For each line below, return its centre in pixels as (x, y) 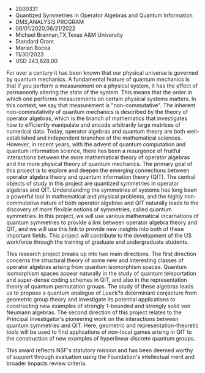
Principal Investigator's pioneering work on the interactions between (92, 319)
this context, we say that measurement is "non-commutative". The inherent (101, 105)
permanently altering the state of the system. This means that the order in (99, 92)
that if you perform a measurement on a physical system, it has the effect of (102, 86)
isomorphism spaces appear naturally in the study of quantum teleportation (102, 273)
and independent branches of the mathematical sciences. (109, 138)
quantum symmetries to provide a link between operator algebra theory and (102, 222)
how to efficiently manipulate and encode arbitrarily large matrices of (93, 125)
